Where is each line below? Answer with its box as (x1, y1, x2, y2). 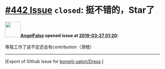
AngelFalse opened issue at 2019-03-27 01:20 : (20, 33, 119, 38)
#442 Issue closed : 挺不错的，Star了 (5, 4, 155, 16)
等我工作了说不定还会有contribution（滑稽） (5, 44, 94, 50)
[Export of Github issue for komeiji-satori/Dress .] (5, 59, 104, 65)
